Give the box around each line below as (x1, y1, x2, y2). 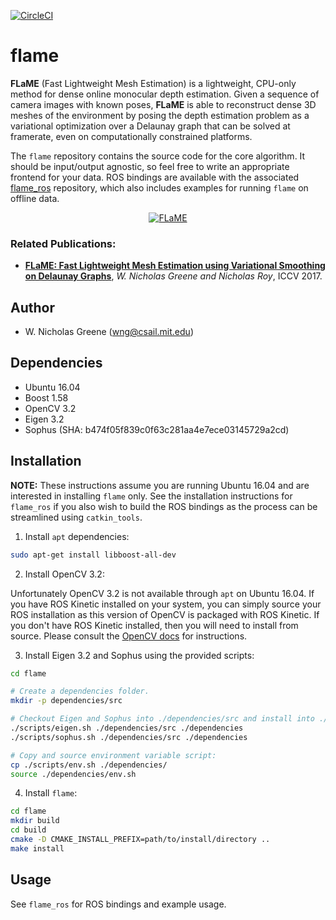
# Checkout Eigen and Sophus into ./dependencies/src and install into (10, 714, 315, 724)
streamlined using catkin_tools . (10, 511, 143, 523)
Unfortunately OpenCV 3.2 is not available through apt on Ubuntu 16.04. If (10, 587, 315, 599)
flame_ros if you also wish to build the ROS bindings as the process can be (10, 500, 318, 512)
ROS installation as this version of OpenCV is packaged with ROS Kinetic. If (10, 608, 320, 620)
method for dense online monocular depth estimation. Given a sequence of (10, 88, 320, 100)
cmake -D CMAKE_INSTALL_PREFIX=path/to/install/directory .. (10, 835, 271, 845)
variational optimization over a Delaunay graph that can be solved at (10, 120, 291, 132)
